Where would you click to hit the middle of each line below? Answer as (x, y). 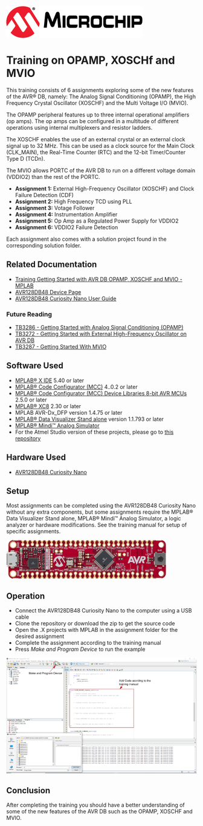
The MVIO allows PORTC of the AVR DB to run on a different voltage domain (101, 170)
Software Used (35, 366)
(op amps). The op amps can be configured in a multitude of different (93, 121)
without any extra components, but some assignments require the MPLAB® (100, 512)
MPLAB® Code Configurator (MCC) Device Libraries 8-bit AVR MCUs (101, 393)
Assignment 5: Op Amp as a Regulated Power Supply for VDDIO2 (97, 221)
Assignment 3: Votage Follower (55, 208)
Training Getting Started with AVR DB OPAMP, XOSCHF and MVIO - (98, 279)
